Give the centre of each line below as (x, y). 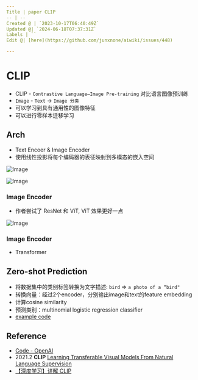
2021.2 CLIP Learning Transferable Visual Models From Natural (94, 357)
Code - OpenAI (34, 350)
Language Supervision (43, 364)
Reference (27, 336)
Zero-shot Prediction (47, 272)
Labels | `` (21, 35)
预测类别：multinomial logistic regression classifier (79, 310)
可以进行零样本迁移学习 (44, 115)
